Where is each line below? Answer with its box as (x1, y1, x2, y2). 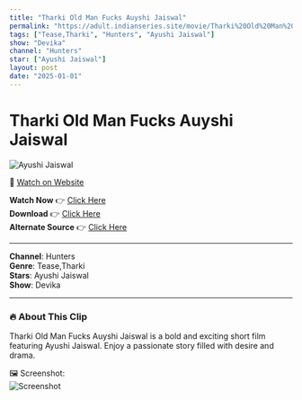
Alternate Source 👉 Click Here (9, 221, 128, 232)
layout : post (9, 64, 58, 73)
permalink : (9, 22, 50, 31)
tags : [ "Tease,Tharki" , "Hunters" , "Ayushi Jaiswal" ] (9, 30, 216, 39)
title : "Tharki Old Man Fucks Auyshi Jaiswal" (9, 13, 187, 22)
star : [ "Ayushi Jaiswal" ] (9, 55, 106, 64)
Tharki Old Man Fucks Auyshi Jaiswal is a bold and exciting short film (9, 330, 266, 342)
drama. (9, 350, 36, 360)
